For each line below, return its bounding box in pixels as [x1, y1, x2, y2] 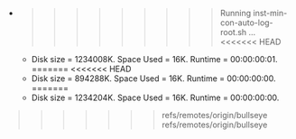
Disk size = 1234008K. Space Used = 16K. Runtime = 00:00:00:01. [31, 54, 278, 64]
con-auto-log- [219, 17, 273, 28]
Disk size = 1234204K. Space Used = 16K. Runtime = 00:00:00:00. [31, 92, 280, 103]
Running [219, 8, 252, 18]
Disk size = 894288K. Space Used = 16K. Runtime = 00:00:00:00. [31, 73, 276, 84]
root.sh [219, 27, 247, 37]
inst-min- [252, 8, 288, 18]
